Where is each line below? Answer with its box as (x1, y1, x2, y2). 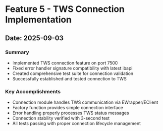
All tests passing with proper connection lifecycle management (12, 121, 141, 127)
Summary (5, 49, 30, 56)
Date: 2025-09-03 (5, 34, 64, 42)
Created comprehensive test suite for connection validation (12, 70, 134, 76)
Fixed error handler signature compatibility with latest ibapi (12, 65, 133, 71)
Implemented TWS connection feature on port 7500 (12, 60, 118, 65)
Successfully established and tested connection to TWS (12, 75, 127, 81)
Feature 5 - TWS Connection (5, 3, 125, 15)
